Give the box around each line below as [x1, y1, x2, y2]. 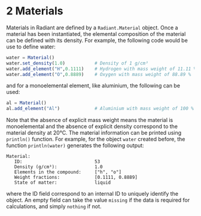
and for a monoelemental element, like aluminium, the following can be [6, 82, 181, 89]
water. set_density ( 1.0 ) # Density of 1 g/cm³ [6, 60, 148, 66]
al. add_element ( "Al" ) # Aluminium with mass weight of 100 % [6, 106, 194, 112]
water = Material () [6, 54, 55, 60]
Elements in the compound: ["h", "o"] [14, 169, 121, 175]
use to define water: [6, 43, 56, 50]
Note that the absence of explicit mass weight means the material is [6, 117, 173, 124]
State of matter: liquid [14, 180, 111, 186]
